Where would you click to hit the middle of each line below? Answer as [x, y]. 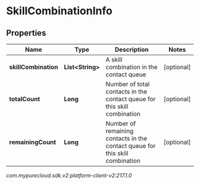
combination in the [132, 67]
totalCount [25, 99]
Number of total [128, 84]
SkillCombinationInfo [60, 11]
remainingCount [33, 142]
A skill [114, 59]
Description [132, 50]
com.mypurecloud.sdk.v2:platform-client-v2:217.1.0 [69, 175]
